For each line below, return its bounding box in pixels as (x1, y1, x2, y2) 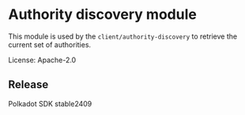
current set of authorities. (8, 39, 92, 49)
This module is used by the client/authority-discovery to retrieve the (8, 32, 238, 41)
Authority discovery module (8, 6, 198, 24)
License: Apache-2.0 (8, 55, 77, 65)
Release (8, 78, 49, 91)
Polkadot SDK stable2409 (8, 98, 92, 108)
